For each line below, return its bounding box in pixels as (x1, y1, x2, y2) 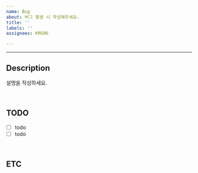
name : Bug (6, 8, 31, 15)
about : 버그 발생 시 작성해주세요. (6, 14, 80, 20)
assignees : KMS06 (6, 31, 49, 36)
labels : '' (6, 25, 33, 31)
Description (6, 63, 50, 73)
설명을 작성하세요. (6, 79, 48, 86)
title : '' (6, 19, 31, 25)
